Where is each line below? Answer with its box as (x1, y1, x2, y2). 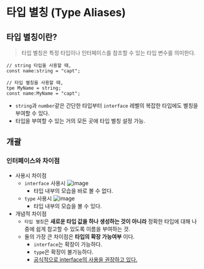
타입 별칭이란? (6, 32, 57, 42)
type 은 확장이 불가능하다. (33, 248, 93, 256)
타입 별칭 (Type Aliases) (6, 6, 126, 20)
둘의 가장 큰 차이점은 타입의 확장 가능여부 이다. (24, 233, 135, 240)
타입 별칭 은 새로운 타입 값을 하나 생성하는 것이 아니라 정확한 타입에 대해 (24, 218, 191, 225)
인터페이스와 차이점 (6, 157, 60, 165)
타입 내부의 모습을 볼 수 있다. (33, 202, 102, 210)
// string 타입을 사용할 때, (6, 62, 71, 68)
